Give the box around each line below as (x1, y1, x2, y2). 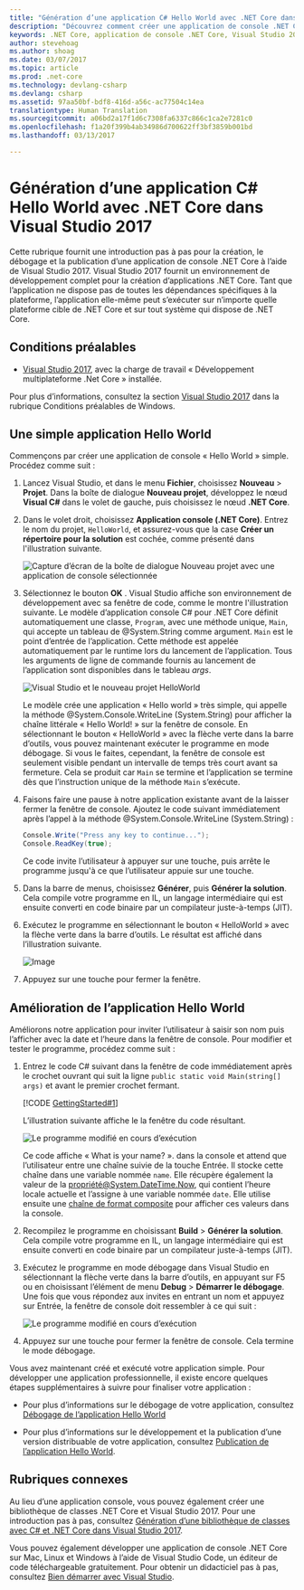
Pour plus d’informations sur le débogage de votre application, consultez (22, 1399, 294, 1410)
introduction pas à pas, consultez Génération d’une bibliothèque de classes (9, 1515, 290, 1526)
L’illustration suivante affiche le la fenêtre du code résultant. (22, 1115, 246, 1126)
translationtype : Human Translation (9, 106, 147, 115)
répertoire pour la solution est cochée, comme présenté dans (22, 534, 255, 544)
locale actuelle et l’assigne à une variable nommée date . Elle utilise (22, 1188, 271, 1199)
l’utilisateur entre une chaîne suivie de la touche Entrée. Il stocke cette (22, 1159, 283, 1170)
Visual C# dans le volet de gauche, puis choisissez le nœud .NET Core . (22, 497, 290, 507)
